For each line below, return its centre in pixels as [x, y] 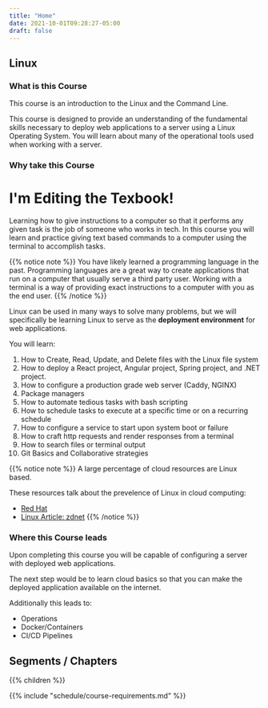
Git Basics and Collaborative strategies [84, 453]
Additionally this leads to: [51, 603]
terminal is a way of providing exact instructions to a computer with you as [132, 287]
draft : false [31, 30]
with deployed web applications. [62, 564]
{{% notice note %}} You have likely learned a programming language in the [134, 261]
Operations [39, 619]
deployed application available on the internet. [85, 588]
